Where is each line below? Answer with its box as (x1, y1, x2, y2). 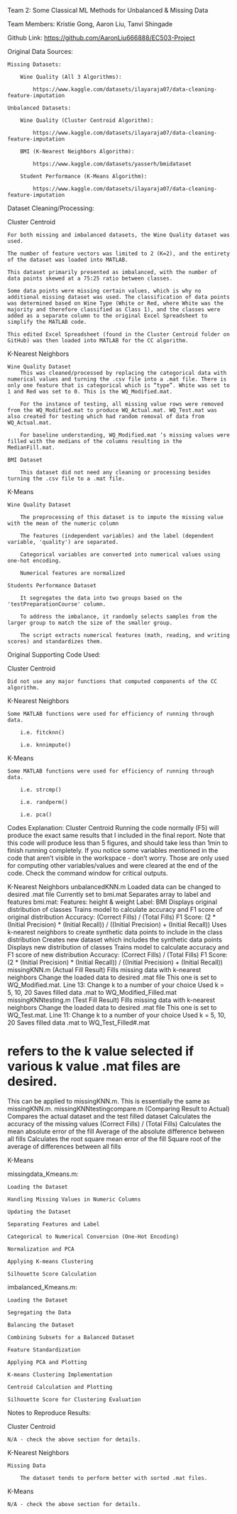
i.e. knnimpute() (20, 741, 72, 748)
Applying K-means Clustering (7, 1258, 94, 1265)
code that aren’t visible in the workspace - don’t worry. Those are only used (7, 854, 229, 862)
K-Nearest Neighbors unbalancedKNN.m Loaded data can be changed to (7, 883, 221, 891)
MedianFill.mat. (7, 444, 55, 451)
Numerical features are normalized (20, 570, 126, 577)
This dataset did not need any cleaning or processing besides (20, 469, 211, 476)
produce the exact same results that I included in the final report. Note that (7, 831, 226, 839)
